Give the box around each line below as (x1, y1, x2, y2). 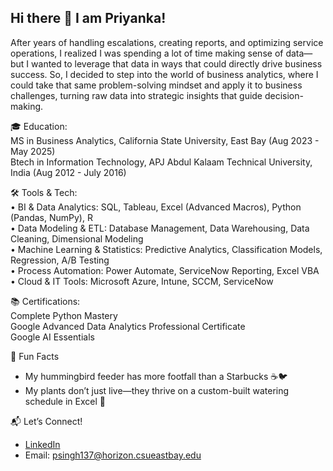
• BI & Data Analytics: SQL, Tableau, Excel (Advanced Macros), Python (10, 201, 302, 213)
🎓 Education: (10, 120, 68, 132)
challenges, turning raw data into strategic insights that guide (10, 89, 263, 101)
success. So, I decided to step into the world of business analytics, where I (10, 68, 319, 80)
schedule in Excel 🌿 (24, 395, 106, 407)
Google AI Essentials (10, 331, 95, 343)
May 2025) (10, 145, 56, 157)
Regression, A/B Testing (10, 254, 110, 266)
